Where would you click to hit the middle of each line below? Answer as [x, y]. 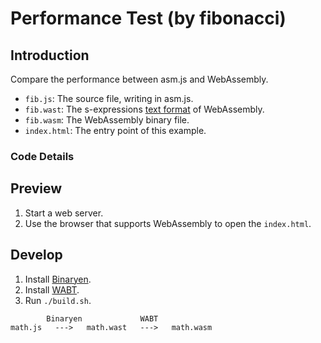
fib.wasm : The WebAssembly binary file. [107, 120]
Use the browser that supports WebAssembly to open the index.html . [168, 223]
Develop [36, 255]
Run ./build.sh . [58, 300]
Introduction [50, 55]
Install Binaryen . [58, 279]
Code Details [42, 156]
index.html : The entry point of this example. [115, 130]
